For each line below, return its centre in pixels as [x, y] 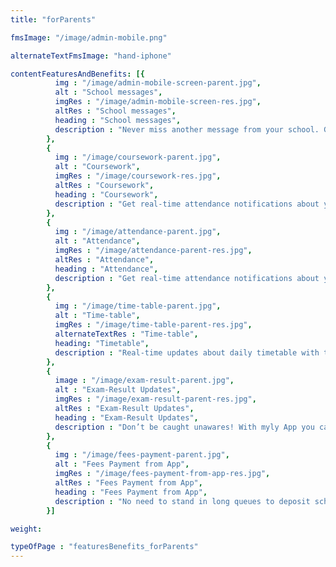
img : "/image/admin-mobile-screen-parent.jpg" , [158, 83]
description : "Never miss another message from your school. [187, 129]
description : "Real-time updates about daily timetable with [187, 352]
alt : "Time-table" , [97, 316]
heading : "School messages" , [118, 120]
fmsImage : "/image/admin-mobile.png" [89, 37]
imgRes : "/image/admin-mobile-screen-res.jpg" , [158, 102]
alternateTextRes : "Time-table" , [126, 334]
